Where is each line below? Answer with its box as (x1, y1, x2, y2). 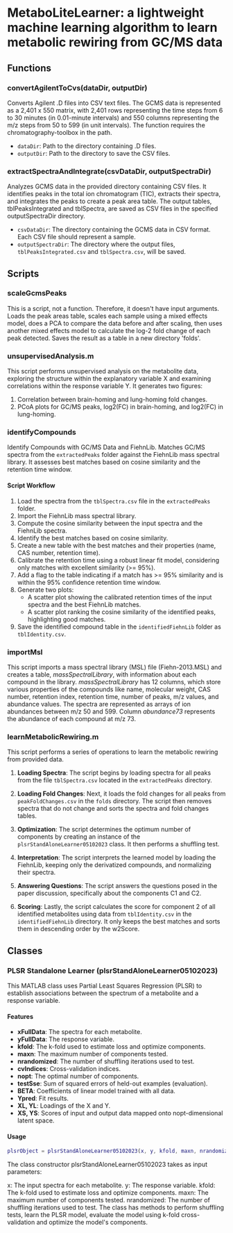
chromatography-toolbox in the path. (7, 128, 112, 136)
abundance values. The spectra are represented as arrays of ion (7, 700, 191, 708)
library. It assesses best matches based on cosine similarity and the (7, 458, 201, 467)
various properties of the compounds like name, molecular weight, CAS (7, 685, 212, 693)
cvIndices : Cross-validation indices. (17, 1065, 121, 1073)
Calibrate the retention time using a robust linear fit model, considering (17, 556, 220, 564)
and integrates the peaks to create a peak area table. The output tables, (7, 197, 212, 206)
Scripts (7, 268, 40, 280)
